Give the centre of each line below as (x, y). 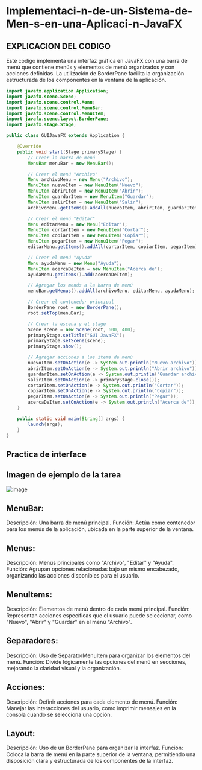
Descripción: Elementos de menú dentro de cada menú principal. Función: (98, 609)
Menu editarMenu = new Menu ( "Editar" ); (78, 224)
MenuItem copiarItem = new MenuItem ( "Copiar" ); (88, 236)
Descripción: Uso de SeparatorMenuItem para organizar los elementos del (98, 655)
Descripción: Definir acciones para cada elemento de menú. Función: (92, 702)
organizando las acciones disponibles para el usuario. (73, 576)
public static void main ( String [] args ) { (71, 418)
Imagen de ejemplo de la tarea (64, 475)
